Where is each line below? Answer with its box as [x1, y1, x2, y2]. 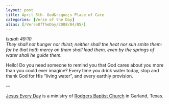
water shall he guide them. [6, 52, 62, 58]
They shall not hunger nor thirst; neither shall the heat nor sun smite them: [6, 41, 162, 48]
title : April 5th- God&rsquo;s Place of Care [6, 12, 104, 17]
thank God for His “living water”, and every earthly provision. [6, 73, 133, 79]
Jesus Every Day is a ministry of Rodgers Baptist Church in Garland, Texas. [6, 93, 164, 99]
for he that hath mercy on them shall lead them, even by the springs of [6, 47, 155, 53]
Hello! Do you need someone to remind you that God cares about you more [6, 62, 164, 68]
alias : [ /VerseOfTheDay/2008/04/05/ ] [6, 22, 86, 27]
